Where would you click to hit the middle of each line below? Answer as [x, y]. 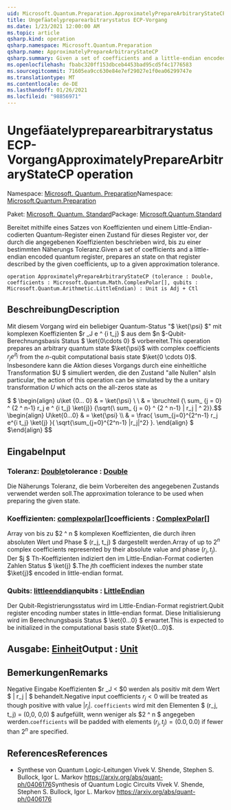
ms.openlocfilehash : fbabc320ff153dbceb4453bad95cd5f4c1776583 [100, 65]
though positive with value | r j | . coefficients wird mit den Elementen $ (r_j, [112, 706]
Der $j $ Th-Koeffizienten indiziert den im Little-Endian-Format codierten [110, 558]
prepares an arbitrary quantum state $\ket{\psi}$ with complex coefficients [113, 348]
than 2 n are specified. [38, 731]
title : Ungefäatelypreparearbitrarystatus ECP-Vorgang [87, 20]
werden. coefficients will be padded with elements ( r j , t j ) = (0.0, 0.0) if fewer [115, 722]
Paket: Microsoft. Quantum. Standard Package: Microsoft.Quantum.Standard [114, 214]
